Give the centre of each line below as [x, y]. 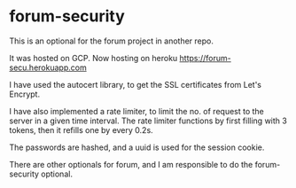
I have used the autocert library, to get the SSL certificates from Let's [135, 84]
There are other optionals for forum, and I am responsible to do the [131, 164]
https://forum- [206, 58]
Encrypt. [25, 94]
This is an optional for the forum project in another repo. [112, 41]
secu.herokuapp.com [48, 67]
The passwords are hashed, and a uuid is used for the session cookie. [137, 147]
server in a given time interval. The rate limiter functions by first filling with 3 [148, 121]
